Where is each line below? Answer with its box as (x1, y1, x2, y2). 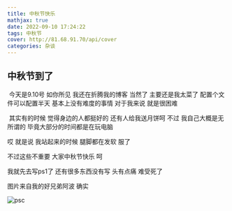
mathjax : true (7, 17, 49, 24)
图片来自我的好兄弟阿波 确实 (7, 182, 89, 190)
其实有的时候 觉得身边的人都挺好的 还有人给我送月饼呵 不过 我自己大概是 (8, 113, 218, 122)
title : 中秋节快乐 (7, 10, 56, 17)
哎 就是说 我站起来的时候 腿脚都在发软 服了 (7, 137, 131, 145)
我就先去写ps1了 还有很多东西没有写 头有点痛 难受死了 (7, 167, 163, 175)
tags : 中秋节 (7, 29, 42, 37)
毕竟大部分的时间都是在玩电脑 (27, 122, 113, 131)
